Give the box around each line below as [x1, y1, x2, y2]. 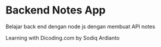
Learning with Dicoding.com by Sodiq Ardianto [5, 34, 120, 41]
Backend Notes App [5, 4, 106, 17]
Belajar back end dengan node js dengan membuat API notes [5, 23, 156, 30]
